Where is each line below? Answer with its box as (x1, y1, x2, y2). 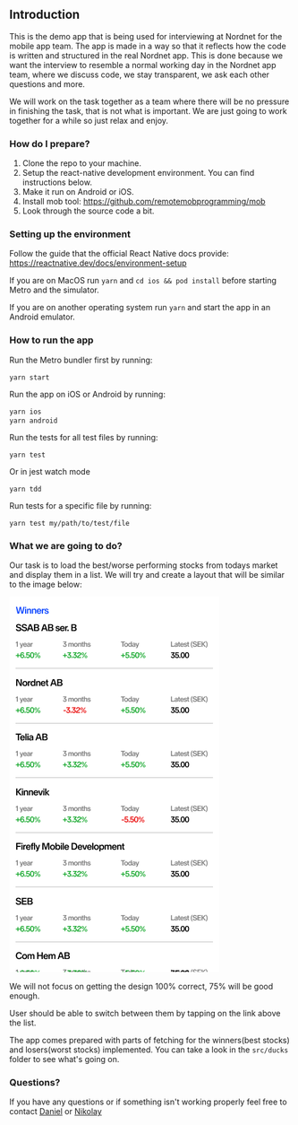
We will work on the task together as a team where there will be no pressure (9, 96, 290, 107)
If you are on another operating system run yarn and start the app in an (9, 302, 271, 313)
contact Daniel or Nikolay (9, 1106, 103, 1117)
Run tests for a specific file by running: (9, 500, 152, 510)
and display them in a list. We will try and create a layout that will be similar (9, 570, 285, 580)
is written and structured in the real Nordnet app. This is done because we (9, 49, 284, 61)
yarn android (9, 416, 58, 425)
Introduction (9, 7, 81, 22)
